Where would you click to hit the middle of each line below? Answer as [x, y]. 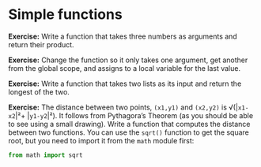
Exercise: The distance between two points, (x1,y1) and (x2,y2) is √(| [123, 107]
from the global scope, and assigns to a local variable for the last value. [125, 68]
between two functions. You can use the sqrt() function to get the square [129, 132]
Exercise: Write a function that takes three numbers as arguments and [123, 36]
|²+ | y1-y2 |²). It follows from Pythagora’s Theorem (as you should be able [134, 115]
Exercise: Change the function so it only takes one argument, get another [128, 60]
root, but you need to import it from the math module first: [101, 140]
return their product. [41, 44]
